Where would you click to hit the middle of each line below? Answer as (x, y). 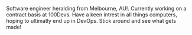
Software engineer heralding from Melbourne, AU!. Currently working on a (96, 8)
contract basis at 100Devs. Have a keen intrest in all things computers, (92, 15)
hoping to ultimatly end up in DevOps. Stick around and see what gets (91, 21)
